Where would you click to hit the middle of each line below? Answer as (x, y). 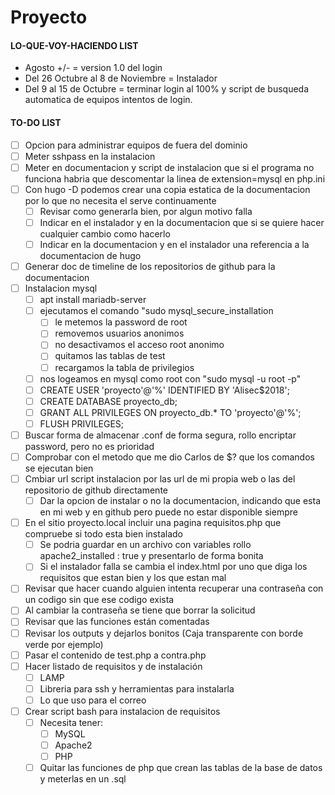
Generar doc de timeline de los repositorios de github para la (150, 267)
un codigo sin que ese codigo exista (99, 600)
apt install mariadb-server (93, 300)
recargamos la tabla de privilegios (124, 367)
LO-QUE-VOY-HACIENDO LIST (74, 45)
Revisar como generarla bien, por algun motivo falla (146, 211)
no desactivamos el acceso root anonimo (139, 345)
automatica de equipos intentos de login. (108, 100)
